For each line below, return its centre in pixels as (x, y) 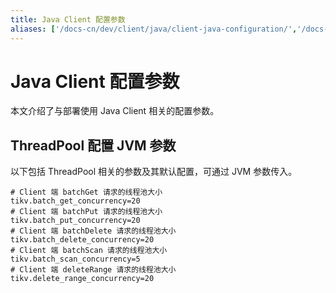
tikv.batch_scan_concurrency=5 (75, 259)
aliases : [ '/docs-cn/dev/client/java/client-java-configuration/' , (154, 29)
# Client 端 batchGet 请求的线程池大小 (86, 192)
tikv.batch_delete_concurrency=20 (82, 240)
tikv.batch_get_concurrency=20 (75, 201)
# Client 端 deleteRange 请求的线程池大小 (93, 270)
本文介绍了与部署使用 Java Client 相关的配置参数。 (115, 111)
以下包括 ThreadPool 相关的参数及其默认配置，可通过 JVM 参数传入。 (154, 172)
